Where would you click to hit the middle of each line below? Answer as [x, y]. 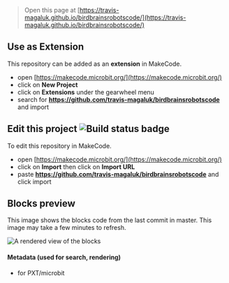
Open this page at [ [52, 10]
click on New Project [47, 85]
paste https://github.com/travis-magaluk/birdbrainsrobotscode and [118, 174]
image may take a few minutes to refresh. [67, 228]
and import [33, 107]
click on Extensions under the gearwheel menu [86, 92]
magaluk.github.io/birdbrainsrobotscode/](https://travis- [105, 17]
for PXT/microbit [41, 273]
